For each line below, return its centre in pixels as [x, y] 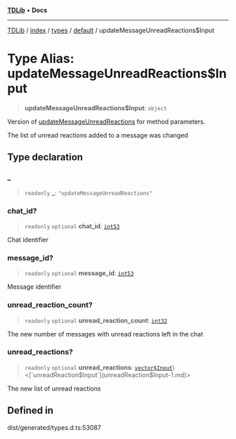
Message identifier [34, 287]
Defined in [31, 411]
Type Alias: [41, 59]
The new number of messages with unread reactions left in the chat [105, 334]
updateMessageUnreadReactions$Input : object [96, 107]
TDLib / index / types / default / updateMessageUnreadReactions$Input [111, 30]
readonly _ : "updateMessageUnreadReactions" [88, 192]
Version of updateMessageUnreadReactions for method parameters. [106, 122]
